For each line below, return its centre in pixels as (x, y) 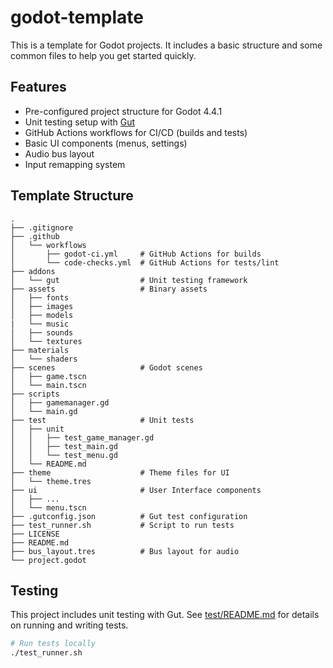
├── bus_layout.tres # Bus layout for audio (125, 551)
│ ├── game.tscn (48, 376)
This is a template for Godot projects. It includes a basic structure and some (166, 45)
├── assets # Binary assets (109, 289)
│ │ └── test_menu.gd (64, 455)
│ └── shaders (44, 359)
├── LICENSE (35, 534)
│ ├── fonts (40, 297)
